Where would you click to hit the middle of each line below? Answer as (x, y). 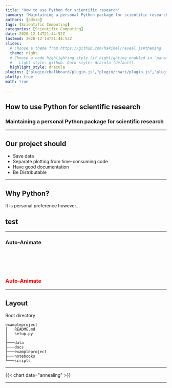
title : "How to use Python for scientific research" (63, 10)
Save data (23, 156)
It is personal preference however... (43, 206)
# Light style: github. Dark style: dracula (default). (73, 63)
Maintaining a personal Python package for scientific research (84, 122)
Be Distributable (30, 172)
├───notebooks (20, 356)
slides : (14, 44)
